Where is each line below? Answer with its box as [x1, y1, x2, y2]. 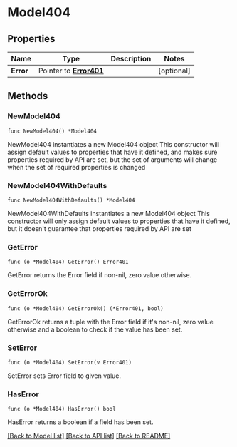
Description [110, 54, 152, 63]
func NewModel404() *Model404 [7, 128, 98, 135]
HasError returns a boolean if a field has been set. [7, 418, 154, 426]
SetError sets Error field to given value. [7, 371, 122, 380]
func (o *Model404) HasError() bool [7, 406, 116, 413]
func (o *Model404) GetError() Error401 [7, 258, 130, 266]
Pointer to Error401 [38, 66, 105, 76]
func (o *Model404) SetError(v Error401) [7, 359, 132, 366]
